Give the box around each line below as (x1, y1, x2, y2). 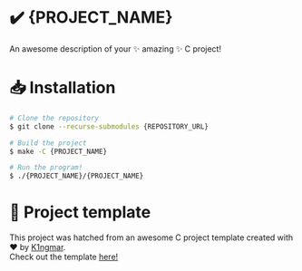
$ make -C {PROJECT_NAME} (9, 147, 107, 156)
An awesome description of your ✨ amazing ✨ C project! (9, 43, 222, 54)
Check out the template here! (9, 251, 119, 263)
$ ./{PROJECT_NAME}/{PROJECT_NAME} (9, 171, 144, 181)
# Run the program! (9, 163, 83, 172)
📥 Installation (9, 78, 116, 98)
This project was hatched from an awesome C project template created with (9, 232, 294, 243)
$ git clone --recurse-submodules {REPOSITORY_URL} (9, 121, 209, 131)
